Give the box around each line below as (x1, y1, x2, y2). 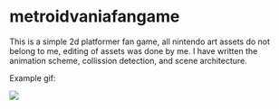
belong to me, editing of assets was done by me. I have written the (9, 45, 258, 56)
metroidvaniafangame (9, 6, 180, 27)
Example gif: (9, 72, 56, 83)
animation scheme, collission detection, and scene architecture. (9, 55, 247, 66)
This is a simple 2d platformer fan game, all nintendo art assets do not (9, 36, 270, 47)
